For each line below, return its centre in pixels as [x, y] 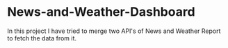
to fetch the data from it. [42, 38]
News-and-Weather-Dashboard [101, 12]
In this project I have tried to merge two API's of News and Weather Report [114, 31]
